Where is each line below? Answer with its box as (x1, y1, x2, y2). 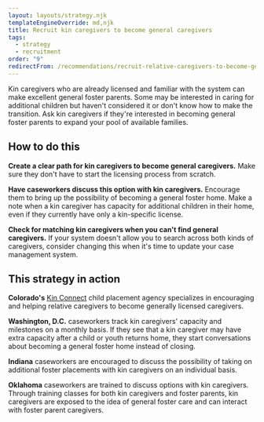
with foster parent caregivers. (8, 406, 104, 415)
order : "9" (8, 56, 44, 64)
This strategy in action (8, 272, 120, 286)
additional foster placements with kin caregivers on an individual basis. (8, 366, 237, 375)
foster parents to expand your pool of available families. (8, 117, 189, 126)
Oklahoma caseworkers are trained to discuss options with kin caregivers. (8, 380, 249, 390)
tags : (8, 33, 26, 42)
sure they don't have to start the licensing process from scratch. (8, 169, 216, 179)
